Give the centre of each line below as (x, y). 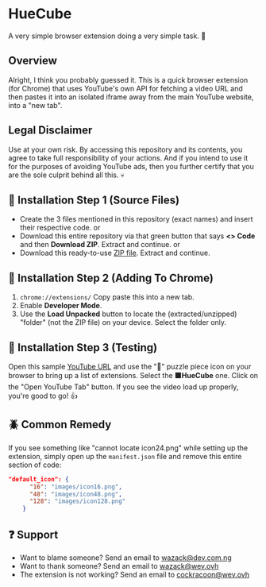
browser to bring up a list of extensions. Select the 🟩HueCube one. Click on (133, 375)
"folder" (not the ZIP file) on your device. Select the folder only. (123, 322)
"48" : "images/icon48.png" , (76, 494)
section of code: (35, 465)
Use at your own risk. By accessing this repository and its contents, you (125, 149)
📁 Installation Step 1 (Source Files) (94, 200)
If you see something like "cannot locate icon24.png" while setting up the (128, 448)
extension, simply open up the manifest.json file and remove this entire (125, 456)
